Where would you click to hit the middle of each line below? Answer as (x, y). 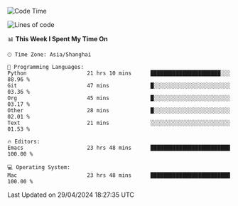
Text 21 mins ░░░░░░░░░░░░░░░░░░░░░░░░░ (119, 123)
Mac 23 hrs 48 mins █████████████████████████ (119, 175)
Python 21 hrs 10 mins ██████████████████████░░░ (119, 73)
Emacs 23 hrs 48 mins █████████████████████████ (119, 148)
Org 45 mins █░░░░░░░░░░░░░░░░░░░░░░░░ (119, 98)
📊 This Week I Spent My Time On (58, 39)
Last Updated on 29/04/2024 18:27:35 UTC (71, 195)
